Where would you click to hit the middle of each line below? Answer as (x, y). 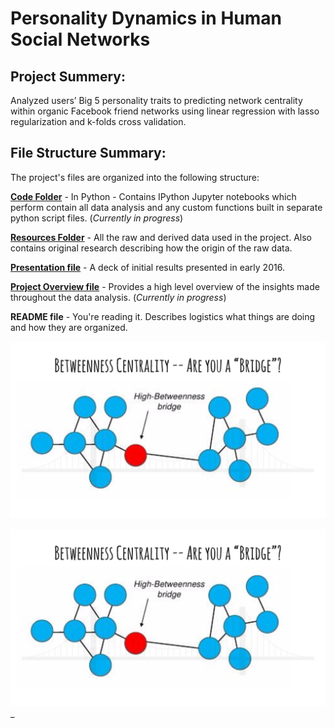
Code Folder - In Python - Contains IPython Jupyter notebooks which (153, 196)
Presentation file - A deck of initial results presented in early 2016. (147, 267)
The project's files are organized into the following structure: (135, 177)
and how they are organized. (69, 327)
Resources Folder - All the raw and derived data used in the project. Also (161, 237)
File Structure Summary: (88, 153)
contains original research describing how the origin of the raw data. (151, 248)
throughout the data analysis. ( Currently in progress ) (118, 297)
